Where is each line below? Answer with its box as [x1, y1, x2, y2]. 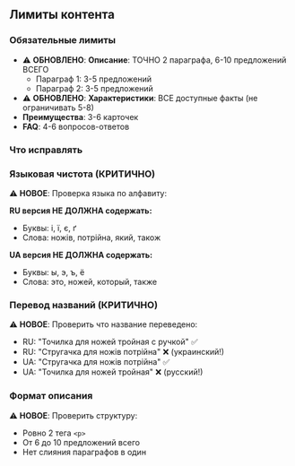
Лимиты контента [9, 7, 115, 22]
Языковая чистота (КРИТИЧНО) [9, 168, 155, 180]
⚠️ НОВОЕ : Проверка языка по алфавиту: [9, 187, 168, 198]
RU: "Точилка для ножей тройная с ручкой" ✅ [22, 336, 198, 348]
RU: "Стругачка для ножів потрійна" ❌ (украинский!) [22, 347, 225, 358]
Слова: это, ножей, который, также [22, 276, 158, 287]
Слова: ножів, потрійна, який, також [22, 232, 161, 243]
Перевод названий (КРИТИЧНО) [9, 298, 159, 311]
